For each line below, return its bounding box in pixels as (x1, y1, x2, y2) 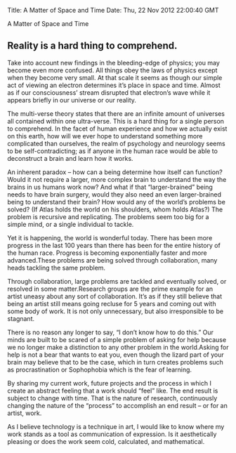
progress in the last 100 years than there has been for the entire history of (7, 241, 221, 249)
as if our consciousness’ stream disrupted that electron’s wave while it (7, 88, 211, 97)
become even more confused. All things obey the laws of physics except (7, 66, 218, 74)
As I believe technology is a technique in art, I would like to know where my (7, 422, 225, 431)
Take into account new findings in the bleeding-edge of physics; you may (7, 58, 220, 67)
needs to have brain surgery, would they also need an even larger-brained (7, 190, 221, 199)
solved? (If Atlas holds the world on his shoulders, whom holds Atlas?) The (7, 205, 223, 214)
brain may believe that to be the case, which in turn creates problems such (7, 357, 223, 366)
